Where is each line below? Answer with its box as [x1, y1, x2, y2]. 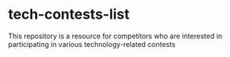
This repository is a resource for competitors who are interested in [8, 31, 222, 41]
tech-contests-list [8, 5, 130, 23]
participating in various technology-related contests [8, 39, 176, 48]
